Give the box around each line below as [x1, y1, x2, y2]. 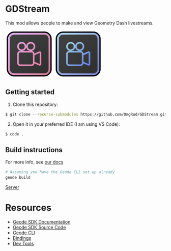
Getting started [5, 88, 55, 97]
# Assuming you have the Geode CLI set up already [5, 170, 115, 175]
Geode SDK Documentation [12, 219, 71, 225]
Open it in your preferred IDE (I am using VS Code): [12, 121, 121, 127]
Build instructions [5, 146, 63, 154]
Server [5, 184, 19, 190]
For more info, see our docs [5, 159, 64, 165]
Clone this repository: [12, 101, 58, 107]
